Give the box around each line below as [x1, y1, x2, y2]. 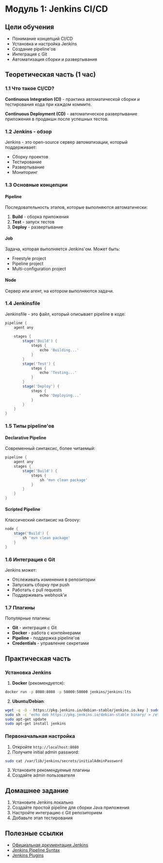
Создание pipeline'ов [12, 46, 56, 52]
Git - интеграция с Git [12, 625, 57, 631]
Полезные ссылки [5, 829, 64, 837]
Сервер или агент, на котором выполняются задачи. [5, 288, 114, 294]
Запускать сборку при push [12, 582, 70, 587]
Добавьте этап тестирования [12, 815, 73, 821]
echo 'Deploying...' [39, 393, 81, 398]
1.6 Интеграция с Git [5, 556, 55, 563]
